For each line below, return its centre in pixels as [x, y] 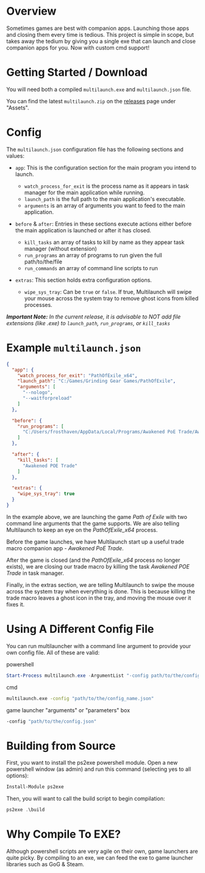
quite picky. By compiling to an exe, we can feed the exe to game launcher [100, 858]
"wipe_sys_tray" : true [46, 494]
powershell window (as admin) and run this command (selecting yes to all [99, 769]
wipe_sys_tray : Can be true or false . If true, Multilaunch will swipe [108, 292]
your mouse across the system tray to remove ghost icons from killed [111, 298]
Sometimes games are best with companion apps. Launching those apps [98, 28]
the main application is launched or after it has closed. [83, 230]
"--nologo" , [38, 392]
